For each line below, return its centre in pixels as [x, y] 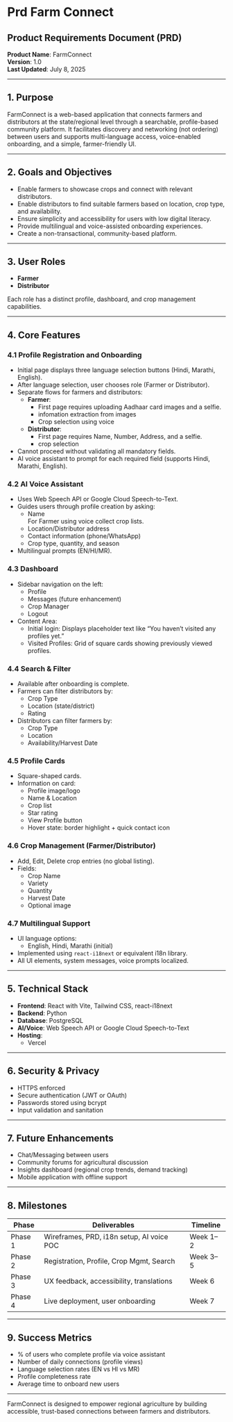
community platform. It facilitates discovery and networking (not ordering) [113, 129]
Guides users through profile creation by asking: [86, 507]
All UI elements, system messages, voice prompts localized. [103, 960]
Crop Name [44, 875]
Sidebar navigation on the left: [60, 584]
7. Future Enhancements [60, 1138]
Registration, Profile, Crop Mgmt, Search [110, 1261]
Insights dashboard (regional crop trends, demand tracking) [103, 1170]
